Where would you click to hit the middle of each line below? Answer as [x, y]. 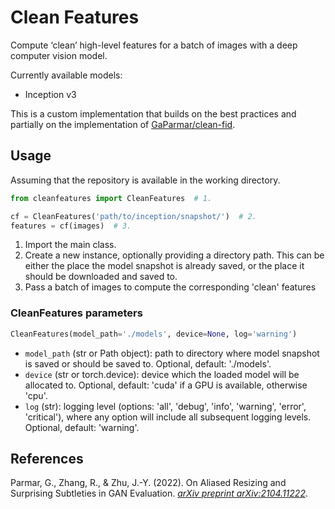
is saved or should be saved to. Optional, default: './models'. [148, 363]
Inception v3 [50, 94]
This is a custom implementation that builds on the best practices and [153, 113]
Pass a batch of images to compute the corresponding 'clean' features [170, 287]
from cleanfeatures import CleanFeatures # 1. [111, 198]
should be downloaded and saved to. [101, 277]
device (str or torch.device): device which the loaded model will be [162, 374]
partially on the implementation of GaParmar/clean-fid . [123, 124]
